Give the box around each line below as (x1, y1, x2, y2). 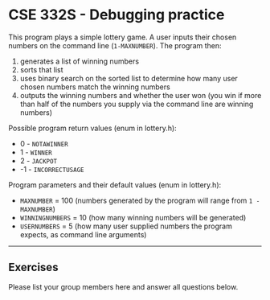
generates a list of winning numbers (19, 56, 139, 66)
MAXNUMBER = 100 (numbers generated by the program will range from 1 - (19, 195, 260, 205)
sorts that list (19, 64, 63, 74)
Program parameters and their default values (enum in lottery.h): (8, 179, 222, 190)
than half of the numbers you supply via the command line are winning (19, 99, 254, 109)
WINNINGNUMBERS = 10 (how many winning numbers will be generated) (19, 212, 247, 222)
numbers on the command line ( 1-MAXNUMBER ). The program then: (8, 40, 223, 50)
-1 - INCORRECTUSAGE (19, 164, 84, 174)
